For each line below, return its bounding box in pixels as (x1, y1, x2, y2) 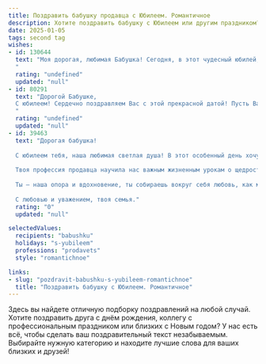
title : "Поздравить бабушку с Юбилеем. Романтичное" (15, 282, 193, 291)
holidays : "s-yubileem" (15, 239, 93, 248)
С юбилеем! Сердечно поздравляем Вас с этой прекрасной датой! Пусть (15, 100, 249, 108)
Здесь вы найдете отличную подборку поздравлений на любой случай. (8, 305, 251, 314)
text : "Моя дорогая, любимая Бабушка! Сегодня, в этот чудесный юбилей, (15, 56, 260, 64)
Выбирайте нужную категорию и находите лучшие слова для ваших (8, 338, 239, 348)
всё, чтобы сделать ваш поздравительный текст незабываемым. (8, 330, 228, 339)
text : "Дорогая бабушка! (15, 136, 97, 145)
